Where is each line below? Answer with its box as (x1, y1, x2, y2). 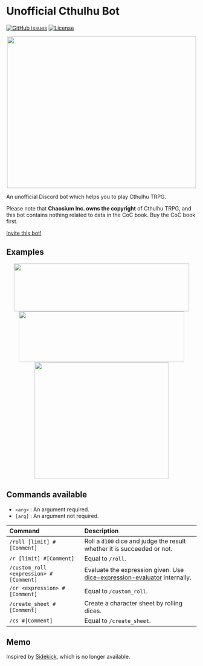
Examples (6, 247, 44, 257)
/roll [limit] (9, 538, 50, 545)
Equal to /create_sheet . (84, 616, 151, 625)
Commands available (6, 489, 88, 500)
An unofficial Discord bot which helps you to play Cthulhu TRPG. (6, 193, 167, 200)
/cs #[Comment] (9, 617, 53, 624)
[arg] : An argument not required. (14, 512, 99, 519)
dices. (84, 607, 101, 615)
